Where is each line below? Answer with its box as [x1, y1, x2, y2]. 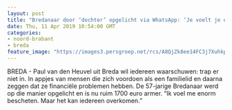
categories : [7, 29, 41, 36]
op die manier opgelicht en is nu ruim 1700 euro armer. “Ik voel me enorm [7, 89, 216, 97]
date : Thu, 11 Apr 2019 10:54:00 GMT [7, 23, 116, 30]
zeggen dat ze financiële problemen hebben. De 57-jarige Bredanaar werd [7, 82, 219, 90]
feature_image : [7, 49, 51, 56]
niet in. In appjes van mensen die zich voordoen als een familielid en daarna [7, 74, 223, 82]
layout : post [7, 10, 45, 17]
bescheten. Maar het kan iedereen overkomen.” [7, 96, 143, 104]
